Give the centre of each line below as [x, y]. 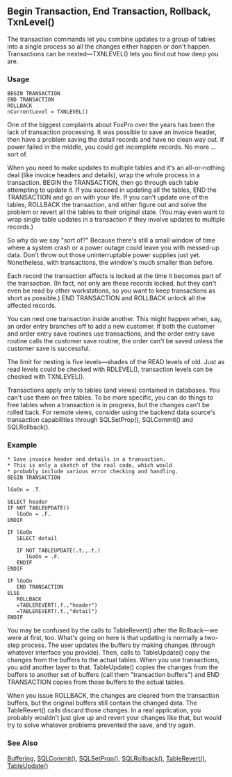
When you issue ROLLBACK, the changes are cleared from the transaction [114, 696]
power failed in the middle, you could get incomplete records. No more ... [112, 147]
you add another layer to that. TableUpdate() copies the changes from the [113, 667]
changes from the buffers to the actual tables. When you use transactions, [114, 660]
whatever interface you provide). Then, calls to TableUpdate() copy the [109, 653]
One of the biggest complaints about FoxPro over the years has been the [111, 125]
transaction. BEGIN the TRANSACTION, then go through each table [103, 183]
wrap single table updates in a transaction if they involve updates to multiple [116, 220]
